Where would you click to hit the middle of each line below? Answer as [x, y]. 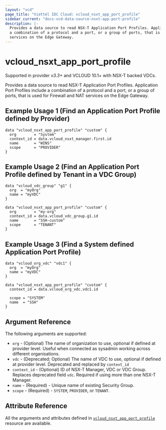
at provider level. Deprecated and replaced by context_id [71, 364]
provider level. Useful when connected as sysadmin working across [81, 348]
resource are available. [28, 423]
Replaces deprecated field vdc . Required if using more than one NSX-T [84, 375]
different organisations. [36, 354]
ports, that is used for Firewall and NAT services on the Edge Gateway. [77, 95]
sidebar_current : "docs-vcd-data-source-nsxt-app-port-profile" [73, 19]
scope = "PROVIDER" [35, 147]
